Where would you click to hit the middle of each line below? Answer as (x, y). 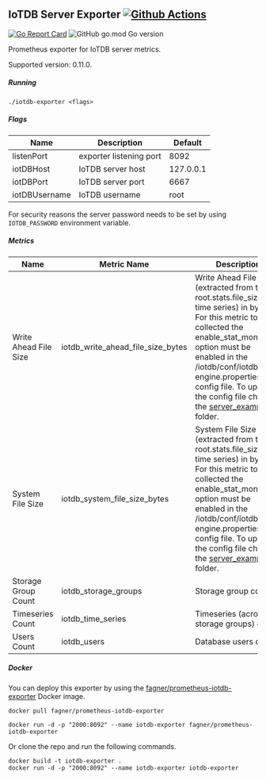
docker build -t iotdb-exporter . (65, 761)
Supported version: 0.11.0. (50, 64)
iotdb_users (83, 641)
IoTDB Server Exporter (65, 15)
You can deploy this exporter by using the (76, 688)
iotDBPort (30, 182)
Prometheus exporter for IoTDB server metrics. (85, 49)
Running (23, 83)
